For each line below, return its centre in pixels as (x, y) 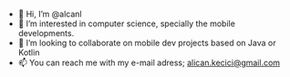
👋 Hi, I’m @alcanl (50, 14)
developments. (46, 33)
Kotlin (29, 53)
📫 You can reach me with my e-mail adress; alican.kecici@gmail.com (149, 63)
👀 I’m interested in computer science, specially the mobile (126, 24)
